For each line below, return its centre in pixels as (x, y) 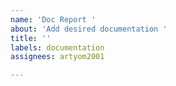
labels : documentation (57, 47)
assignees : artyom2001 (57, 57)
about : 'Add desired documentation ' (89, 29)
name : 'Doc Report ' (53, 19)
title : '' (31, 38)
